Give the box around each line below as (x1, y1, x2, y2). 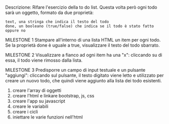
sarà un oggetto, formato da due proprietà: (5, 10, 94, 16)
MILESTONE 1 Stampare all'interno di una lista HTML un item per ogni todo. (5, 37, 161, 43)
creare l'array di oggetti (12, 87, 61, 93)
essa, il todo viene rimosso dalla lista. (5, 57, 83, 63)
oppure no (5, 28, 26, 33)
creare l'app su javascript (12, 98, 65, 104)
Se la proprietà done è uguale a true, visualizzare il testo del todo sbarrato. (5, 42, 160, 48)
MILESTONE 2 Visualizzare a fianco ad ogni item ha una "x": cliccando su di (5, 52, 162, 58)
